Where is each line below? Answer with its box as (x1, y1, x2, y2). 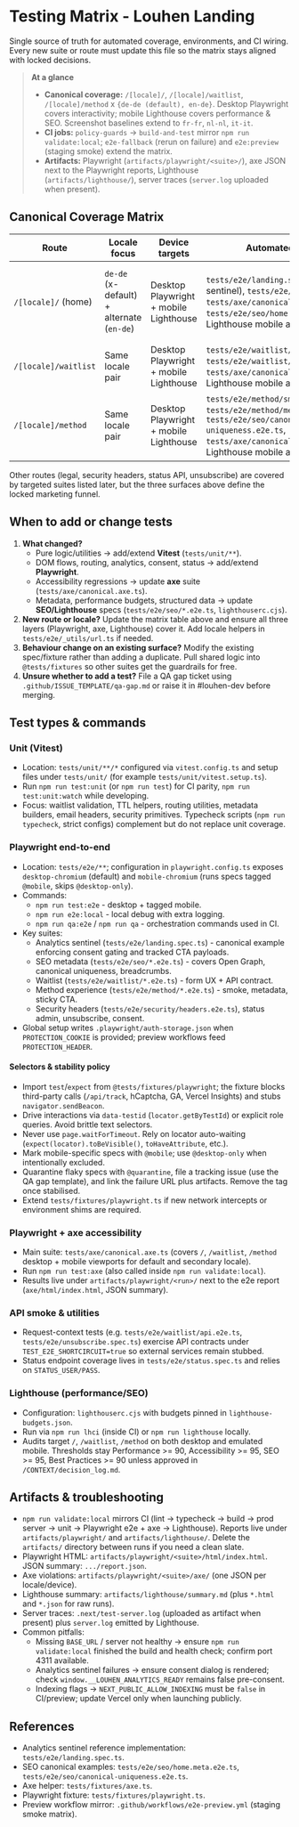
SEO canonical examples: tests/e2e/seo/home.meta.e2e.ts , (21, 1761, 240, 1773)
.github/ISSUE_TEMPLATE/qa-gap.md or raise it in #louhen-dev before (21, 679, 271, 691)
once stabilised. (21, 1185, 81, 1196)
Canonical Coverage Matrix (9, 209, 165, 224)
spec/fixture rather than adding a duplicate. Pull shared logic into (21, 652, 261, 662)
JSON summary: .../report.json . (21, 1561, 147, 1571)
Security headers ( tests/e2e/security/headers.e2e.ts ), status (35, 1003, 265, 1014)
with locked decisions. (9, 54, 92, 65)
